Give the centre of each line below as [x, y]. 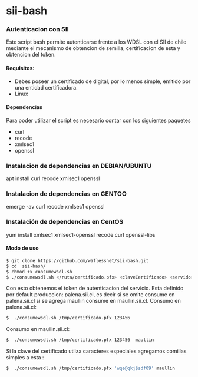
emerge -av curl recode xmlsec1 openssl [55, 207]
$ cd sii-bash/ [26, 266]
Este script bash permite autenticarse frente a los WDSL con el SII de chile [96, 42]
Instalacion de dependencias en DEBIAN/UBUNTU [79, 166]
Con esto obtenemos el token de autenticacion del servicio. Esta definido [95, 288]
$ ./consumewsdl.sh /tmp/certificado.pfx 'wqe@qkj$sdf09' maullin [91, 368]
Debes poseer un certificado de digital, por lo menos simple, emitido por [103, 81]
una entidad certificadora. [46, 87]
